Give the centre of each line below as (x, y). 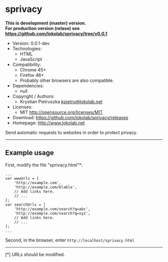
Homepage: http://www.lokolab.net (48, 123)
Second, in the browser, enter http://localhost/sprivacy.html (70, 240)
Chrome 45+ (33, 70)
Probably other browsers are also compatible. (67, 80)
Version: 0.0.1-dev (31, 43)
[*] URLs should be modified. (35, 254)
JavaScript (31, 59)
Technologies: (27, 48)
